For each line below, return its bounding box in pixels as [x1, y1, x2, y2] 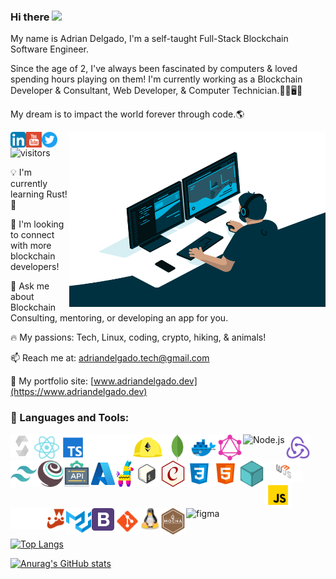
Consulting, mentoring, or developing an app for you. [10, 312, 229, 324]
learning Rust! [10, 188, 68, 200]
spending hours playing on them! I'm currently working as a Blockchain [10, 73, 303, 85]
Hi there [10, 10, 50, 24]
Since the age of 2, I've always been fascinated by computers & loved [10, 63, 298, 75]
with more [10, 240, 52, 252]
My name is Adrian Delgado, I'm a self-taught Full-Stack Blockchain [10, 33, 289, 45]
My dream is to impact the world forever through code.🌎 [10, 108, 245, 120]
